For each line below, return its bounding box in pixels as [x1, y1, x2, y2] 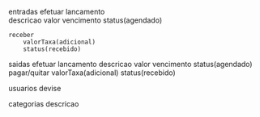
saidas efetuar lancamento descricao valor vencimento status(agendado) [8, 60, 253, 69]
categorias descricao [8, 99, 79, 108]
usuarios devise [8, 84, 62, 93]
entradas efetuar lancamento [8, 7, 105, 16]
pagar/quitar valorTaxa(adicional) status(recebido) [8, 68, 176, 77]
